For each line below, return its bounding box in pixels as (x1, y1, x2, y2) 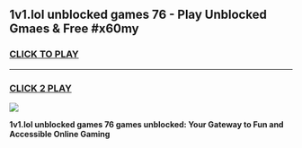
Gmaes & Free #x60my (9, 22, 139, 37)
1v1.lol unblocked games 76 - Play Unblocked (9, 7, 267, 22)
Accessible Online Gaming (9, 128, 111, 139)
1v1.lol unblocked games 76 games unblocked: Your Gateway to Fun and (9, 118, 284, 129)
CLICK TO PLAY (9, 48, 79, 61)
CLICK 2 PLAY (9, 82, 72, 94)
